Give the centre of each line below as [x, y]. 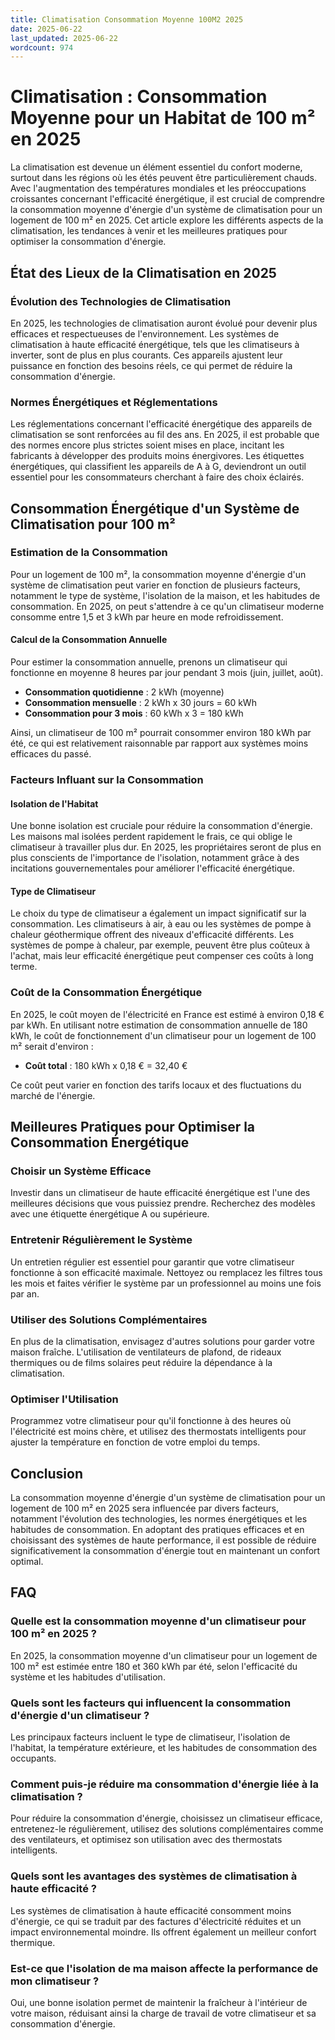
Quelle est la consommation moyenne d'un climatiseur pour [158, 1621]
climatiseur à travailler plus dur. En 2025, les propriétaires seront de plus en [166, 847]
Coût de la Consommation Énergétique [106, 993]
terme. [24, 967]
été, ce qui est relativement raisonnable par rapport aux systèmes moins [159, 743]
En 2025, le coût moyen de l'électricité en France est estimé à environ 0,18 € [167, 1014]
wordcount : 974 [42, 47]
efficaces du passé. [51, 754]
